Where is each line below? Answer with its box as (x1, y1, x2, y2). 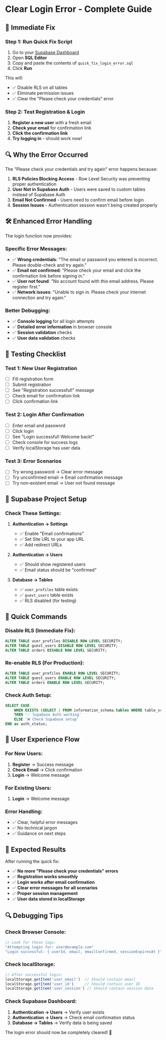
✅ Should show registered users (19, 561, 85, 567)
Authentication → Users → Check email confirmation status (12, 1014, 135, 1020)
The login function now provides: (5, 232, 73, 239)
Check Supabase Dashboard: (5, 998, 77, 1005)
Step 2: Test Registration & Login (5, 108, 85, 115)
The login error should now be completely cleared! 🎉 (5, 1029, 112, 1035)
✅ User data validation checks (12, 335, 76, 341)
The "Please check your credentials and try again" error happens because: (5, 166, 158, 172)
